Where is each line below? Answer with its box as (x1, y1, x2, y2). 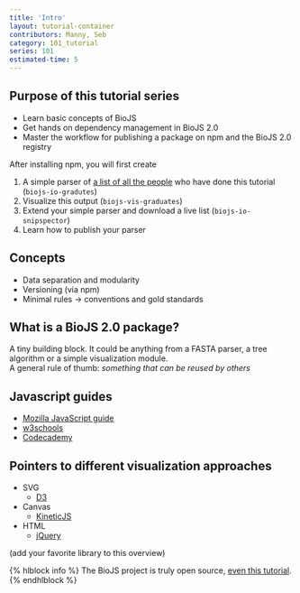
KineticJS (35, 511, 72, 522)
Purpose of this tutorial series (9, 88, 180, 104)
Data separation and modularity (22, 274, 140, 285)
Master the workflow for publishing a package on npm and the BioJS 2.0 (22, 132, 292, 143)
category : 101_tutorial (9, 38, 99, 48)
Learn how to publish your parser (22, 224, 147, 235)
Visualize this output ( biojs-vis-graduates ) (22, 195, 183, 206)
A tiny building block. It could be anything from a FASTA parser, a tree (9, 344, 268, 355)
